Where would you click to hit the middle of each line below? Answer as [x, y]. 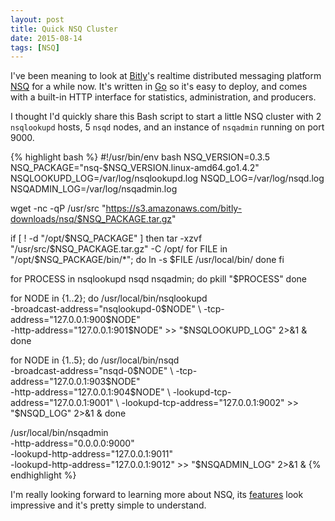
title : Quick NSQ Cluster [64, 29]
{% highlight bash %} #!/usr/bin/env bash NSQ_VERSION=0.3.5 [140, 157]
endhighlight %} [43, 475]
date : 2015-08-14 [46, 38]
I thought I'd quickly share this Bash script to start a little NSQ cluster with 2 [166, 117]
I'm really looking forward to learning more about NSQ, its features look [157, 495]
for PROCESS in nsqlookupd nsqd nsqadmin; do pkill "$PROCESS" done [159, 279]
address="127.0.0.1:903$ [61, 382]
